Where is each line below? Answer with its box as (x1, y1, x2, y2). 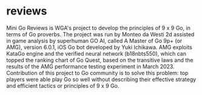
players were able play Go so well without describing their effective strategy (6, 76, 197, 83)
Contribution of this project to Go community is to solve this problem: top (6, 69, 189, 76)
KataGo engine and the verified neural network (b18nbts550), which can (6, 50, 187, 57)
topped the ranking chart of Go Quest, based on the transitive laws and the (6, 56, 194, 64)
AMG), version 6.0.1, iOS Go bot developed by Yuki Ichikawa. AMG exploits (6, 44, 192, 51)
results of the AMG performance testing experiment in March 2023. (6, 62, 175, 70)
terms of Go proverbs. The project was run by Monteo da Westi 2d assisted (6, 30, 195, 38)
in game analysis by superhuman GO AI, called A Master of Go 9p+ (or (6, 37, 183, 44)
